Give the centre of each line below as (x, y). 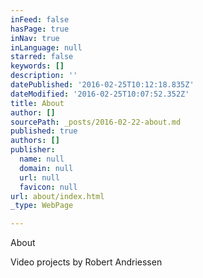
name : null (42, 159)
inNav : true (35, 38)
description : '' (44, 76)
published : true (44, 131)
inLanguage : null (46, 47)
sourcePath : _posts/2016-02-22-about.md (96, 122)
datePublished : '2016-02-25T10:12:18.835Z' (102, 85)
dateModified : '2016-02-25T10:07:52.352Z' (100, 94)
